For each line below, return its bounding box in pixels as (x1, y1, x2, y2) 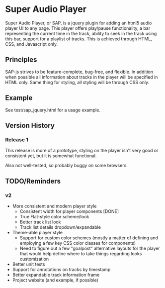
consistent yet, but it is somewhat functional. (5, 153, 97, 159)
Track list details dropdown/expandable (19, 224, 101, 230)
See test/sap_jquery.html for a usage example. (5, 107, 101, 113)
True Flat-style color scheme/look (19, 213, 89, 219)
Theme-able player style (12, 229, 63, 235)
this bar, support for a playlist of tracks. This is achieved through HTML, (5, 36, 153, 42)
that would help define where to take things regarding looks (19, 250, 142, 257)
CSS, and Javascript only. (5, 41, 58, 47)
